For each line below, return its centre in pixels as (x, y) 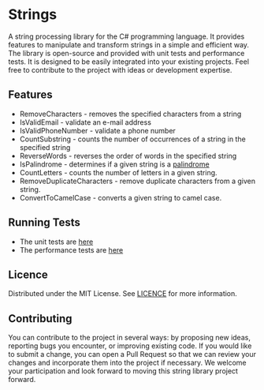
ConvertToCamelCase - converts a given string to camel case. (121, 197)
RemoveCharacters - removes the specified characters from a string (130, 114)
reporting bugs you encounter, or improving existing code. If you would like (130, 346)
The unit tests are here (56, 242)
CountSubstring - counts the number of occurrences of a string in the (132, 139)
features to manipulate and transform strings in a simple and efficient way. (129, 44)
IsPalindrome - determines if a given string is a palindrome (115, 164)
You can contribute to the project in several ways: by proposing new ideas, (129, 338)
